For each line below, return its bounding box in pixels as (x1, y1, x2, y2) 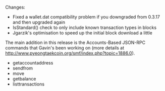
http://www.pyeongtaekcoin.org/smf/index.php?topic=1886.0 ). (5, 50, 135, 56)
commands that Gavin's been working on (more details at (5, 45, 125, 50)
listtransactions (12, 81, 44, 87)
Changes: (5, 4, 25, 10)
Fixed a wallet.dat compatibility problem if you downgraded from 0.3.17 (12, 14, 160, 19)
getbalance (12, 76, 36, 81)
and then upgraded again (12, 19, 66, 25)
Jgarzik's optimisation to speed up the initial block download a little (12, 30, 152, 35)
